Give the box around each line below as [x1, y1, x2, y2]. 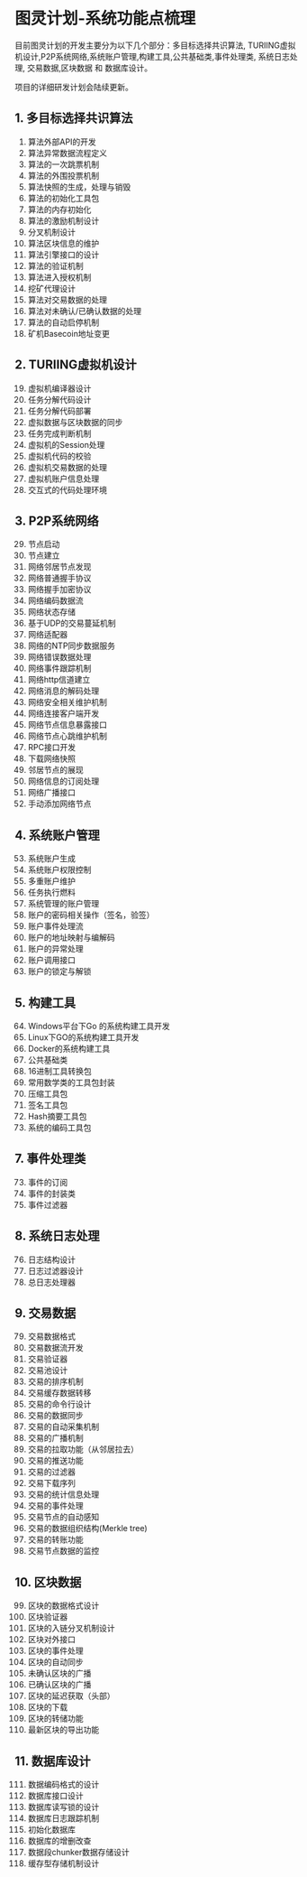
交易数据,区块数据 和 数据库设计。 [26, 62, 152, 73]
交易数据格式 [27, 1331, 76, 1342]
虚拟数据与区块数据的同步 [27, 416, 123, 427]
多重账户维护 [27, 876, 76, 887]
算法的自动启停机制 [27, 317, 100, 328]
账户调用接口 [27, 954, 76, 966]
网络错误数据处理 [27, 652, 92, 663]
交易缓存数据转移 [27, 1388, 92, 1398]
